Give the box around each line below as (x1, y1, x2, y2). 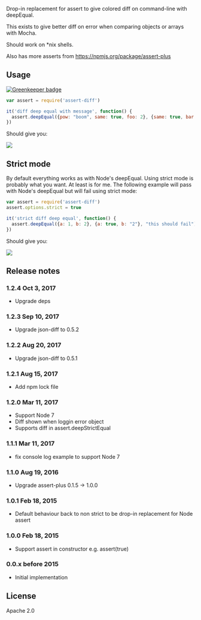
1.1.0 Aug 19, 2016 (6, 468, 59, 476)
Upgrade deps (14, 298, 51, 305)
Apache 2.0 (6, 607, 35, 614)
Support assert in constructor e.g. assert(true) (14, 545, 129, 552)
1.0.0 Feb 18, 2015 (6, 531, 59, 540)
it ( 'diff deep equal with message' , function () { (6, 108, 133, 114)
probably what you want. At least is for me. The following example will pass (6, 181, 192, 188)
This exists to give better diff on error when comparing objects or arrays (6, 23, 184, 30)
